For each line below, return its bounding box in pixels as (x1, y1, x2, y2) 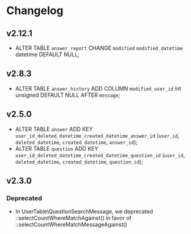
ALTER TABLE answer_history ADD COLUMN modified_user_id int (15, 85, 182, 92)
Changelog (6, 4, 64, 18)
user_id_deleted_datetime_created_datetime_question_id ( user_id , (15, 151, 185, 159)
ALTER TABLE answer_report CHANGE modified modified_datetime (15, 44, 183, 51)
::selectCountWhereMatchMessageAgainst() (15, 221, 127, 228)
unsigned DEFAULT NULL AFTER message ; (15, 91, 121, 99)
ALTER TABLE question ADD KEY (15, 145, 99, 152)
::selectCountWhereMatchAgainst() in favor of (15, 214, 132, 222)
